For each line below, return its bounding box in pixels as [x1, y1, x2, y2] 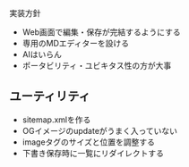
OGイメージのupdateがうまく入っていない [21, 125, 177, 136]
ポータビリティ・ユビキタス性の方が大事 [21, 61, 172, 71]
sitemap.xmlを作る [21, 114, 91, 125]
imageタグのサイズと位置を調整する [21, 137, 155, 147]
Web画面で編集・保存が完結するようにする [21, 27, 181, 38]
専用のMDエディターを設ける [21, 38, 130, 48]
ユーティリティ [9, 88, 91, 104]
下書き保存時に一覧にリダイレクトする [21, 147, 164, 158]
